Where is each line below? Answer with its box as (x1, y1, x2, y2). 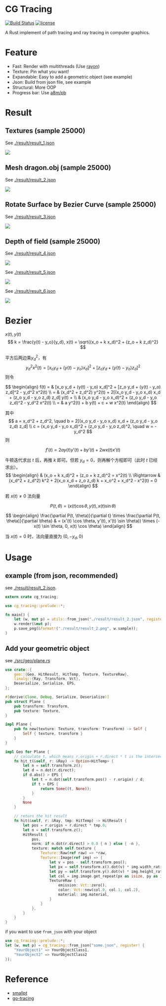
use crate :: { (5, 667, 32, 672)
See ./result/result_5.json (5, 269, 56, 275)
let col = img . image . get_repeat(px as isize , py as (49, 874, 158, 879)
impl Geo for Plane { (5, 749, 50, 754)
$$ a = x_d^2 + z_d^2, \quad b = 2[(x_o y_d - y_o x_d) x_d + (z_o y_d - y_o (8, 418, 158, 424)
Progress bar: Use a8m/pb (12, 89, 67, 95)
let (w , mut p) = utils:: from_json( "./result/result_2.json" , (14, 617, 145, 622)
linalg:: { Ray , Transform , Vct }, (14, 676, 81, 682)
